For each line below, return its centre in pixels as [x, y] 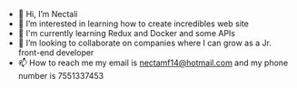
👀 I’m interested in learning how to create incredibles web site [134, 24]
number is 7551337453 [61, 76]
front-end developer [56, 53]
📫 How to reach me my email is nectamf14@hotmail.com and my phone [153, 63]
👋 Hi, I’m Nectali [48, 14]
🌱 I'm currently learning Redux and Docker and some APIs [127, 33]
